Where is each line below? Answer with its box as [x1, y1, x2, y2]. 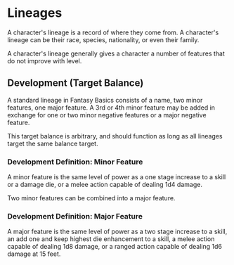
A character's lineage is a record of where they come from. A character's [7, 28, 219, 37]
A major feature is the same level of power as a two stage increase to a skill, [7, 227, 228, 236]
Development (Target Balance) [7, 77, 144, 89]
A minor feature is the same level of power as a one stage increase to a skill [7, 173, 226, 181]
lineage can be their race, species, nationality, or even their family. [7, 35, 200, 44]
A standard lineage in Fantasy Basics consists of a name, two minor [7, 96, 203, 104]
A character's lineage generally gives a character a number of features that [7, 49, 225, 58]
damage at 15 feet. [7, 250, 61, 258]
